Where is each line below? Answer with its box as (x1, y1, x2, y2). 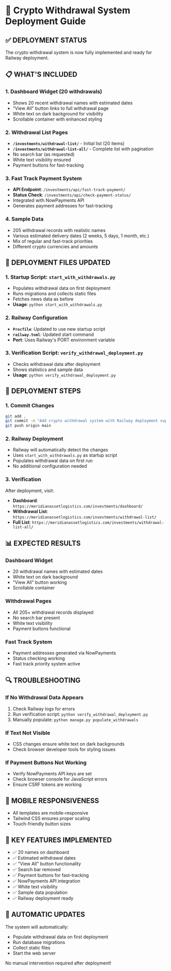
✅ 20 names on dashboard (12, 849, 70, 855)
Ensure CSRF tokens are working (12, 781, 82, 788)
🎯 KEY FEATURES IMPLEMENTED (5, 836, 112, 844)
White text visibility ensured (12, 156, 71, 163)
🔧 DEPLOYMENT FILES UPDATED (5, 258, 111, 267)
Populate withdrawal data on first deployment (12, 934, 108, 940)
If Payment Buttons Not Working (5, 759, 87, 766)
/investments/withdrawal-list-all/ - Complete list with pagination (12, 146, 154, 152)
